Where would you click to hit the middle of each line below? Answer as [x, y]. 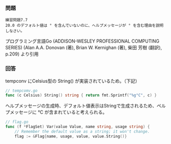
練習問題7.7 [17, 20]
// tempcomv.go [22, 91]
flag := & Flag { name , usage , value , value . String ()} [71, 136]
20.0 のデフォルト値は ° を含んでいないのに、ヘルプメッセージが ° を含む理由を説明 [84, 26]
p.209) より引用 [22, 54]
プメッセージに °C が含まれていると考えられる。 [56, 112]
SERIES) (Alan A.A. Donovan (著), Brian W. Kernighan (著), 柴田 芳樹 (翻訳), [84, 48]
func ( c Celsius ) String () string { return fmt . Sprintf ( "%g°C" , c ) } [81, 95]
